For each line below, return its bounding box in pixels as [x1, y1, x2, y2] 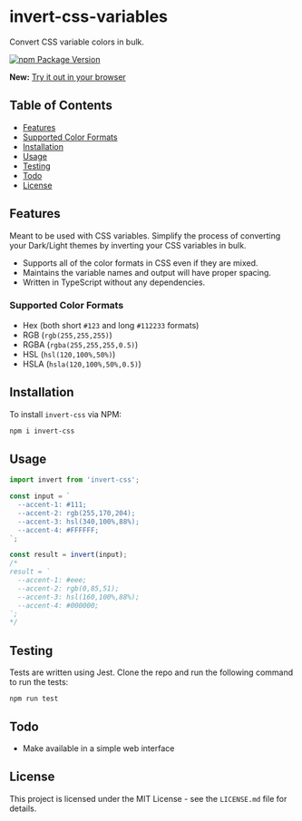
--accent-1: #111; [17, 501, 88, 510]
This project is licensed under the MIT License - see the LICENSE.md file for [9, 793, 287, 804]
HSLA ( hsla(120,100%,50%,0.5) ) [22, 358, 142, 369]
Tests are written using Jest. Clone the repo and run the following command [9, 667, 294, 678]
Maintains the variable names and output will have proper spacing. [22, 267, 272, 278]
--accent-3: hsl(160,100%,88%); [17, 592, 141, 601]
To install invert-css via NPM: [9, 408, 122, 419]
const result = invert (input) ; [9, 551, 128, 560]
